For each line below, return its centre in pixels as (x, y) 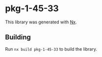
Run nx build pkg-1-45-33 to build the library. (51, 49)
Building (18, 37)
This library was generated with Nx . (41, 22)
